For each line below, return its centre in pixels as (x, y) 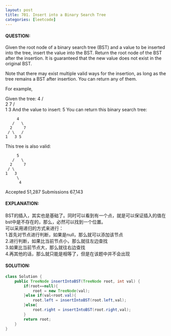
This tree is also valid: (28, 146)
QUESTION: (18, 36)
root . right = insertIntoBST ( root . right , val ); (82, 310)
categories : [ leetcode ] (31, 19)
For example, (19, 89)
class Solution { (24, 276)
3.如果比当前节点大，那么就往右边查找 (45, 247)
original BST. (19, 63)
